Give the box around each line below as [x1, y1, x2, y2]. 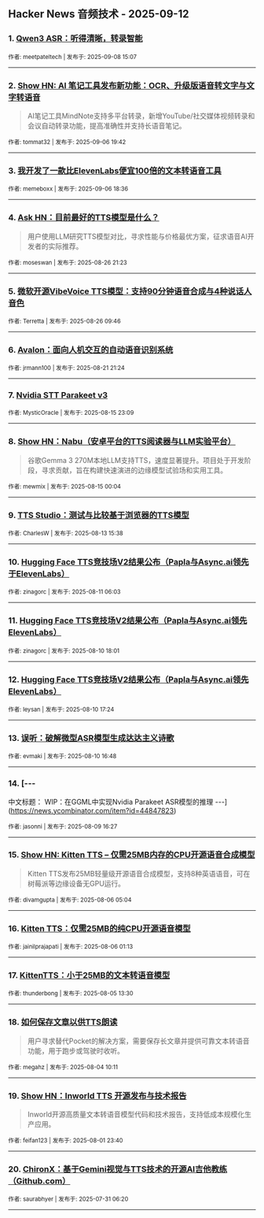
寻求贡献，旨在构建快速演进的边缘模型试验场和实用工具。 [41, 465, 228, 475]
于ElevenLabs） [8, 568, 70, 579]
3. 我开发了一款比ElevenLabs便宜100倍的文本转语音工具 [8, 165, 222, 176]
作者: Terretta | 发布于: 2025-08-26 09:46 [8, 317, 121, 325]
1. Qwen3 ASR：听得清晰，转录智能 [8, 33, 143, 44]
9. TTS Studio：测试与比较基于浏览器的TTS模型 [8, 509, 190, 520]
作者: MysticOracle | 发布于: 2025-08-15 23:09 [8, 409, 134, 417]
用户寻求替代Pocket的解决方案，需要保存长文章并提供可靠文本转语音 [27, 1036, 250, 1046]
